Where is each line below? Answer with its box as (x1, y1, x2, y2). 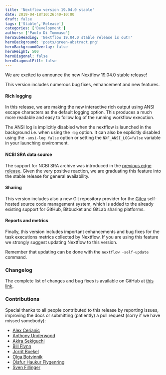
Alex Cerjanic (12, 327, 40, 333)
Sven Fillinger (12, 364, 41, 370)
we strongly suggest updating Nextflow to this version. (5, 240, 118, 246)
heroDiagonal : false (5, 53, 48, 59)
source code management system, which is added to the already (20, 201, 154, 207)
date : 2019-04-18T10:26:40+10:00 (5, 12, 75, 17)
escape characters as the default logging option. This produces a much (5, 109, 152, 115)
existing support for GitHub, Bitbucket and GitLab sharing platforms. (5, 206, 145, 212)
